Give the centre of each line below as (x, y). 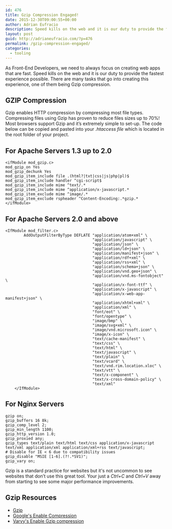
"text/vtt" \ (106, 370)
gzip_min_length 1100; (29, 429)
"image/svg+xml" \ (112, 325)
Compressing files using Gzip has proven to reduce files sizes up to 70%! (83, 118)
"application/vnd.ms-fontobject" (128, 276)
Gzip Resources (31, 498)
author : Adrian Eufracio (32, 24)
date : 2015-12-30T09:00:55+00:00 (41, 20)
